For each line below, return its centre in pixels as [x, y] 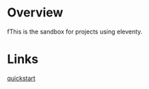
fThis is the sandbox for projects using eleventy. [75, 31]
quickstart [21, 78]
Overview [35, 13]
